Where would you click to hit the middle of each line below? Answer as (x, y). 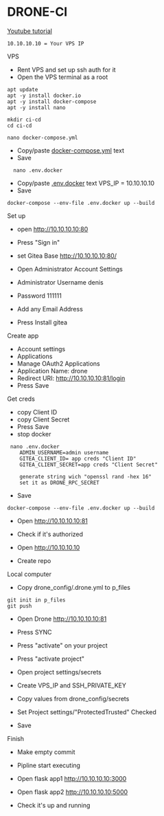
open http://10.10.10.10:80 (52, 229)
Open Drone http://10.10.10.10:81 (62, 619)
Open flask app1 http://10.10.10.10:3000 (72, 778)
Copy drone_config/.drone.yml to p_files (73, 587)
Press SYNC (34, 632)
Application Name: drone (52, 371)
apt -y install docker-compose (52, 101)
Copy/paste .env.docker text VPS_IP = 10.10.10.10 (86, 183)
